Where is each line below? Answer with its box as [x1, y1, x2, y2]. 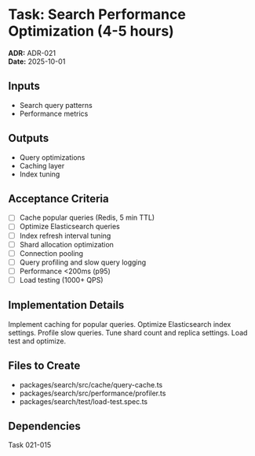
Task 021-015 [8, 440, 52, 450]
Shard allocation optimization [19, 239, 114, 249]
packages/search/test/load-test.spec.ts [19, 396, 148, 406]
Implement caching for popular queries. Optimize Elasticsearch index [8, 319, 231, 328]
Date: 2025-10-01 [8, 57, 66, 66]
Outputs [8, 132, 49, 145]
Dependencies [8, 419, 81, 432]
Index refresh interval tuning [19, 231, 111, 240]
